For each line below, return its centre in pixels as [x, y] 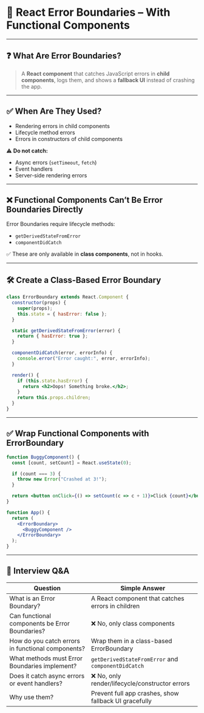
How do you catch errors [45, 641]
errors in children [115, 606]
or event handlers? [36, 683]
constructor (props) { [39, 303]
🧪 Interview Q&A [38, 571]
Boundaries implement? [43, 666]
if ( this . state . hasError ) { [53, 381]
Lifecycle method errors [45, 132]
